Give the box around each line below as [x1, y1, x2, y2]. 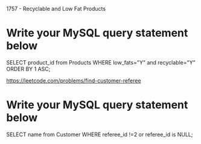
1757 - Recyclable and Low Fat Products [6, 5, 106, 12]
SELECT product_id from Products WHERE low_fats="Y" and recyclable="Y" [6, 58, 196, 66]
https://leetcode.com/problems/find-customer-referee [6, 77, 141, 84]
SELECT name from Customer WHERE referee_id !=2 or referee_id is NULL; [6, 131, 193, 138]
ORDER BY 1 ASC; [6, 65, 51, 72]
